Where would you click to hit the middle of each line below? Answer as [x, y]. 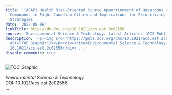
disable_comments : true [31, 53]
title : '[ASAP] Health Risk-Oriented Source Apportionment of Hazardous [84, 10]
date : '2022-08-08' [26, 24]
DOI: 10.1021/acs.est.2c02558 [36, 83]
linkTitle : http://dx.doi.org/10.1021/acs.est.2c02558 [65, 29]
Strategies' [23, 19]
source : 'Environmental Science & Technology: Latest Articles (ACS [80, 34]
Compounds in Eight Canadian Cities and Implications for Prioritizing [88, 15]
